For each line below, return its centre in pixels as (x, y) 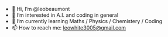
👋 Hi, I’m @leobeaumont (41, 9)
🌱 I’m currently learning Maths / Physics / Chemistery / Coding (87, 21)
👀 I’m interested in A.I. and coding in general (65, 15)
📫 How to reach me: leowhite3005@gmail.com (69, 28)
